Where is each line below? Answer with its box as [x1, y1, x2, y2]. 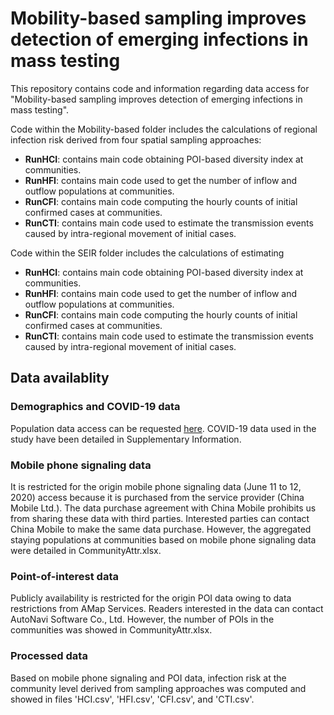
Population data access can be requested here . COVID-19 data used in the [10, 422, 317, 434]
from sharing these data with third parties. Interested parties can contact [10, 512, 310, 524]
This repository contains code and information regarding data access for [10, 82, 310, 94]
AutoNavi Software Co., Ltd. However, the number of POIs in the [10, 613, 275, 626]
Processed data [10, 649, 88, 663]
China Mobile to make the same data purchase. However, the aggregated [10, 523, 312, 535]
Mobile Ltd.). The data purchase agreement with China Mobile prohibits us [10, 502, 317, 514]
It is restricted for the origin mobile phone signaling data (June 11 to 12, [10, 480, 302, 492]
